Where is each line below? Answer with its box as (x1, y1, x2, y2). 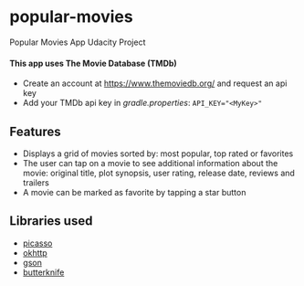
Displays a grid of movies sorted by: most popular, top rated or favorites (22, 148, 294, 159)
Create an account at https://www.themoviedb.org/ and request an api (22, 78, 288, 89)
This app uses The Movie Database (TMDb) (9, 58, 178, 69)
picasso (22, 238, 53, 249)
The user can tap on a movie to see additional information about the (22, 157, 278, 168)
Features (9, 123, 61, 139)
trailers (22, 176, 50, 188)
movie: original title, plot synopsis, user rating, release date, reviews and (22, 167, 295, 178)
